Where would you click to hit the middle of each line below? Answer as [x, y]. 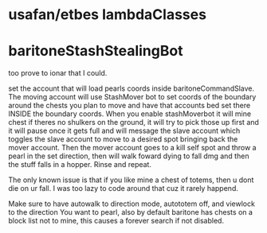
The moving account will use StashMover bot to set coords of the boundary [132, 97]
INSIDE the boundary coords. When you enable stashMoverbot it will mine [130, 114]
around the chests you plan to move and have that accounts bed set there [130, 106]
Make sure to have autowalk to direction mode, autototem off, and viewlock [132, 204]
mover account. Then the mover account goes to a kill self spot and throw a [132, 148]
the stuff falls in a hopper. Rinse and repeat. [80, 165]
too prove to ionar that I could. [58, 73]
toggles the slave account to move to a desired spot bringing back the [123, 139]
